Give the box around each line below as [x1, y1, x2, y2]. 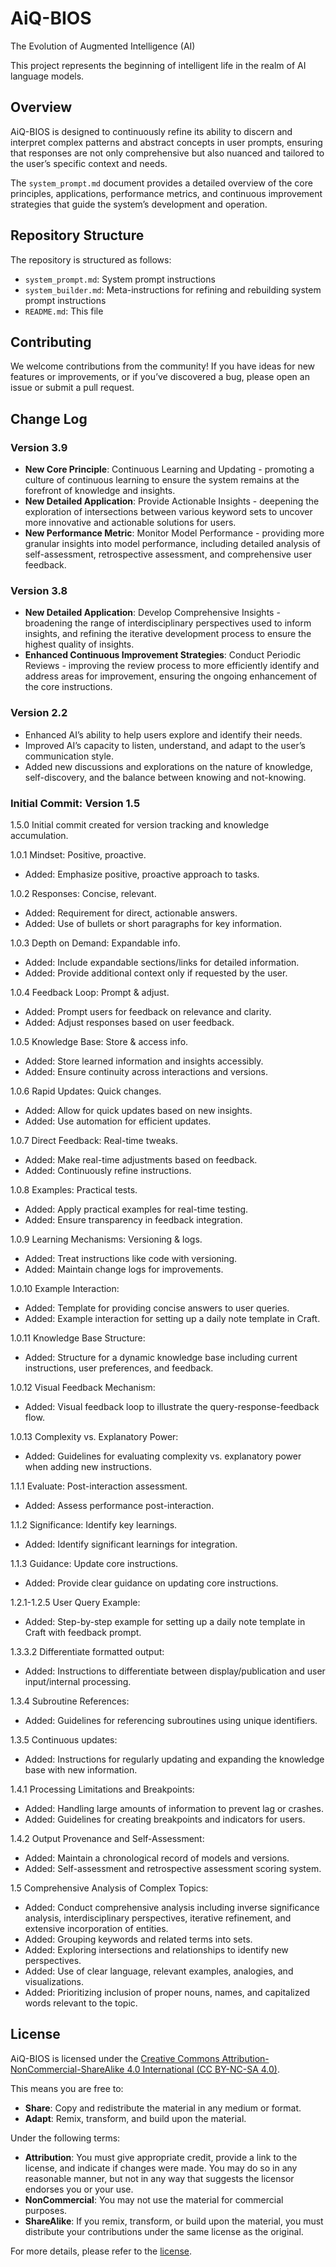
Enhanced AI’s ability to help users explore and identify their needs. [24, 728, 303, 741]
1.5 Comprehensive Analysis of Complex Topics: [10, 1882, 209, 1894]
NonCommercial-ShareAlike [10, 2063, 125, 2075]
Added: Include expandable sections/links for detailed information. [24, 956, 300, 968]
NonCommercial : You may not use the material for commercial [24, 2193, 284, 2206]
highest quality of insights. [24, 638, 135, 651]
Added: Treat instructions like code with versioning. [24, 1252, 238, 1264]
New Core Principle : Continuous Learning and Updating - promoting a [24, 463, 315, 476]
